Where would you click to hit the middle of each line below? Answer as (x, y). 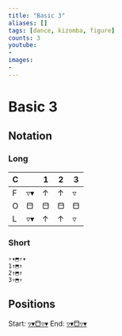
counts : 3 (25, 38)
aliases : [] (28, 23)
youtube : (23, 45)
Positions (32, 305)
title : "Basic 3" (37, 16)
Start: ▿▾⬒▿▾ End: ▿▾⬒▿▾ (48, 323)
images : (21, 61)
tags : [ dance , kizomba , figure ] (61, 30)
